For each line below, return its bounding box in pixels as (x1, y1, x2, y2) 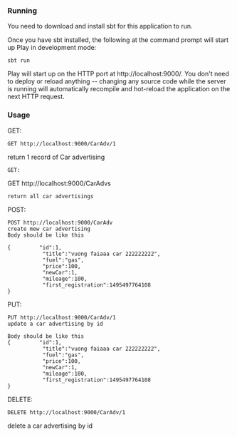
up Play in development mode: (7, 43, 97, 52)
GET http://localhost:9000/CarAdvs (7, 179, 112, 187)
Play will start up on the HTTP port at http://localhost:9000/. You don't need (7, 70, 230, 78)
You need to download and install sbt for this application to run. (7, 22, 193, 31)
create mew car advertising (7, 225, 91, 232)
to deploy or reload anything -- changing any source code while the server (7, 77, 226, 86)
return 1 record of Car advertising (7, 153, 105, 161)
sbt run (7, 57, 31, 64)
